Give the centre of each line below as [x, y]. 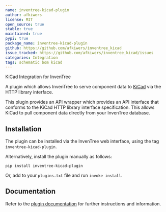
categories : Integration [32, 57]
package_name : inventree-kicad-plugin [46, 43]
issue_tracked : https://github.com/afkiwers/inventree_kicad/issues [79, 53]
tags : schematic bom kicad [34, 62]
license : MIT [19, 19]
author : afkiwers [24, 15]
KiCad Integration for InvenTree [38, 77]
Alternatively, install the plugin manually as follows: [59, 157]
